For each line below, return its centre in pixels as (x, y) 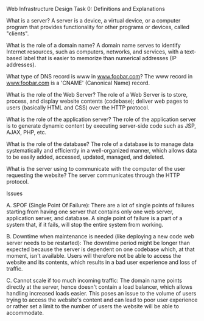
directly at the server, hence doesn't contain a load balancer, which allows (100, 287)
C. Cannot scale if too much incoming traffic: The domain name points (94, 280)
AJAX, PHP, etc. (26, 132)
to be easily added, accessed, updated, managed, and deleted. (85, 157)
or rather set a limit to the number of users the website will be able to (93, 306)
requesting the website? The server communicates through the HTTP (93, 175)
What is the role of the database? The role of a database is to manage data (100, 144)
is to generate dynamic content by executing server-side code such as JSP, (101, 126)
